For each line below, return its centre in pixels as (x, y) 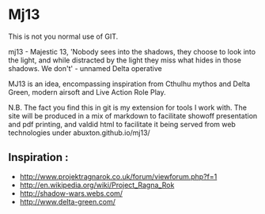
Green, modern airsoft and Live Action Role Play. (87, 92)
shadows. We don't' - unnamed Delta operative (85, 68)
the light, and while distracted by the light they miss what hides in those (125, 60)
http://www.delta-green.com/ (68, 201)
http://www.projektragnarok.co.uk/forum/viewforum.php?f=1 (118, 176)
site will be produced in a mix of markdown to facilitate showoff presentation (133, 115)
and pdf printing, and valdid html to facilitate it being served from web (122, 124)
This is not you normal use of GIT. (63, 36)
